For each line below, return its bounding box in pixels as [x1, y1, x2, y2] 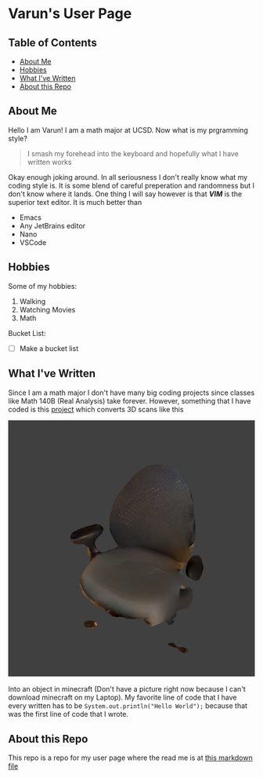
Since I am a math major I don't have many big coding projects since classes [8, 388, 255, 397]
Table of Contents [8, 36, 98, 49]
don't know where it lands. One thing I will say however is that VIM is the [8, 189, 243, 199]
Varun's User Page [8, 5, 132, 23]
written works [27, 157, 72, 166]
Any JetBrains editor [19, 221, 86, 230]
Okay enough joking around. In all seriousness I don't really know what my [8, 172, 248, 181]
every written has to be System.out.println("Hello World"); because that [8, 701, 248, 710]
